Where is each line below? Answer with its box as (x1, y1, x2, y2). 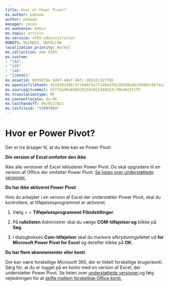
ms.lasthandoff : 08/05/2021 (5, 101, 64, 106)
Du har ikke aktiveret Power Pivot (5, 184, 76, 190)
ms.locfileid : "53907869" (5, 106, 59, 111)
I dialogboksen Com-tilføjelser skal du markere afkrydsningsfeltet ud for (12, 234, 164, 240)
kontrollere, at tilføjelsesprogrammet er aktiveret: (5, 199, 107, 205)
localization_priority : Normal (5, 45, 71, 50)
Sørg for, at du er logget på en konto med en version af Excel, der (5, 264, 141, 270)
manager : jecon (5, 21, 37, 27)
